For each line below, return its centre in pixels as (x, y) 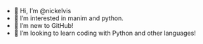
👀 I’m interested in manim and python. (69, 18)
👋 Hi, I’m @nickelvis (42, 11)
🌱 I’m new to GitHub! (44, 25)
